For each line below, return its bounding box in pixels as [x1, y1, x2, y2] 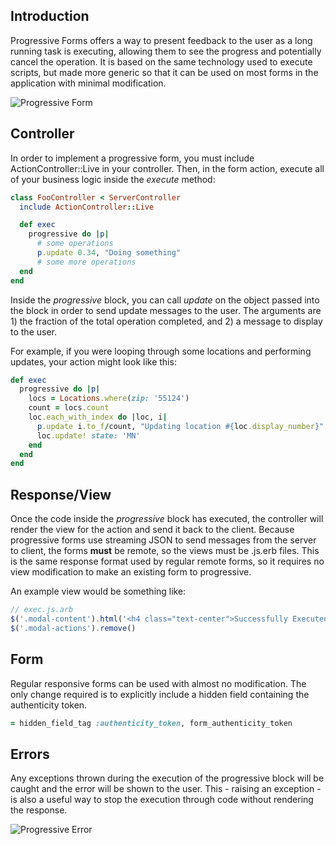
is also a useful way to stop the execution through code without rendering [10, 794, 314, 806]
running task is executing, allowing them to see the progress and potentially [10, 45, 322, 57]
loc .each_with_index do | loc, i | [28, 412, 168, 422]
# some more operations [36, 257, 137, 267]
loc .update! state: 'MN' [36, 430, 141, 441]
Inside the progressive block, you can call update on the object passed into [10, 294, 320, 306]
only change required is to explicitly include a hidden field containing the [10, 688, 310, 700]
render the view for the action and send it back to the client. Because [10, 524, 295, 536]
